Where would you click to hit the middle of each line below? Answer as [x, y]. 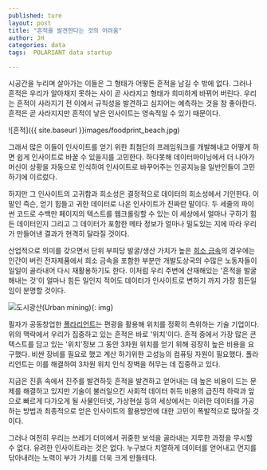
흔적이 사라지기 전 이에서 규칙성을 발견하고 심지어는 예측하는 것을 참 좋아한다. [137, 103]
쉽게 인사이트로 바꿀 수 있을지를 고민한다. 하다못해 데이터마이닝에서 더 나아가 [135, 157]
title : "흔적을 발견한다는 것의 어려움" [65, 30]
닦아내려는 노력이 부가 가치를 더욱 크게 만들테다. [83, 458]
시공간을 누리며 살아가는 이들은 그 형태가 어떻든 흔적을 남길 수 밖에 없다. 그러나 [130, 83]
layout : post [30, 23]
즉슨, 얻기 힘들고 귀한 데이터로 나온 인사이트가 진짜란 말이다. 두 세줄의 [131, 204]
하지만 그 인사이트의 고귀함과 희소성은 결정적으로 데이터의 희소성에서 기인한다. [130, 194]
